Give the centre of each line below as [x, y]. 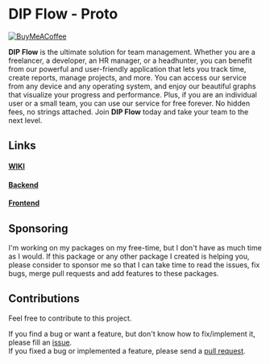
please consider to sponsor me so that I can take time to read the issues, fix [134, 265]
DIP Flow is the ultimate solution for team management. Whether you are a [132, 52]
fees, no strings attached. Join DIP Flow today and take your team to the [129, 112]
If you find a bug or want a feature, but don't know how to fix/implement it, [132, 333]
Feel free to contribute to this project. [70, 318]
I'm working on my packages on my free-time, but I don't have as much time [135, 247]
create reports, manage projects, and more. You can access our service [128, 77]
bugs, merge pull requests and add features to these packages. [114, 273]
